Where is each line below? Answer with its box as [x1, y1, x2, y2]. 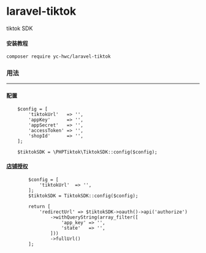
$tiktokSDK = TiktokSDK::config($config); [28, 192, 139, 199]
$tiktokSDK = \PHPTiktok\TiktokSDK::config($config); [17, 149, 158, 155]
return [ [28, 203, 51, 209]
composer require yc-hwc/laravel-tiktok [6, 53, 112, 60]
